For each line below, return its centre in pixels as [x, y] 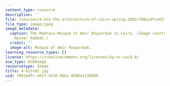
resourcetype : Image [27, 66]
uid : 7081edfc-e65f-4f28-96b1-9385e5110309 [52, 76]
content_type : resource [30, 10]
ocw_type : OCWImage [26, 62]
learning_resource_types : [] [36, 52]
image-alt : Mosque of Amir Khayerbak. [51, 48]
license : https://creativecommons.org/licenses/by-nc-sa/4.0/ [72, 57]
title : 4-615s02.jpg [27, 71]
